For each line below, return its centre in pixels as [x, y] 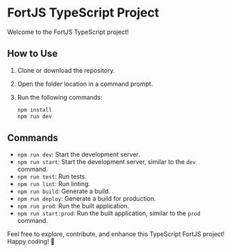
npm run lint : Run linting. [54, 184]
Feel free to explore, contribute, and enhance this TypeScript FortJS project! [116, 234]
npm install [34, 110]
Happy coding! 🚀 [31, 242]
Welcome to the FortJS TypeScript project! [68, 32]
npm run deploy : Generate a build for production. [86, 199]
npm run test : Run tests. [52, 177]
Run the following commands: [60, 97]
